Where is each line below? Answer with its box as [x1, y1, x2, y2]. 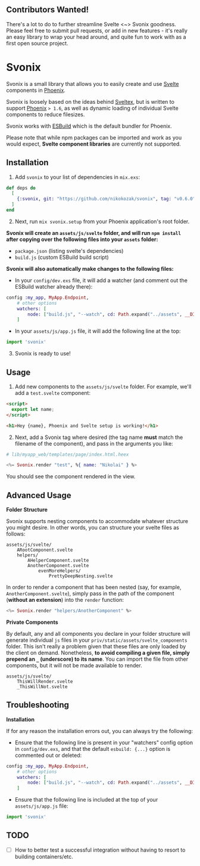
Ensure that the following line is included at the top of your [14, 796, 158, 803]
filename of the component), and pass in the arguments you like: [14, 440, 174, 447]
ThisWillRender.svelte [17, 678, 73, 685]
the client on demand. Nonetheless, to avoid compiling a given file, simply [6, 649, 190, 656]
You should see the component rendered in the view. [6, 473, 136, 480]
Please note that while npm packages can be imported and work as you [6, 134, 182, 141]
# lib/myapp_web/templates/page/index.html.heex [6, 451, 129, 457]
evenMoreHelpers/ [37, 568, 82, 574]
